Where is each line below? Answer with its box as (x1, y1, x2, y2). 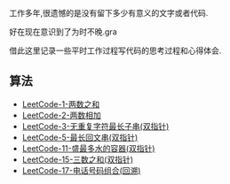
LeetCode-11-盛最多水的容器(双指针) (21, 142, 155, 153)
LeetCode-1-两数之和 (21, 98, 100, 109)
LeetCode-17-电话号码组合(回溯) (21, 165, 141, 175)
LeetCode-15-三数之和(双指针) (21, 154, 134, 165)
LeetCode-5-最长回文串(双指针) (21, 132, 139, 142)
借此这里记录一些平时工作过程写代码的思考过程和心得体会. (9, 45, 222, 56)
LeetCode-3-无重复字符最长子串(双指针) (21, 120, 170, 131)
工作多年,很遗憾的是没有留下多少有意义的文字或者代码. (9, 8, 209, 18)
